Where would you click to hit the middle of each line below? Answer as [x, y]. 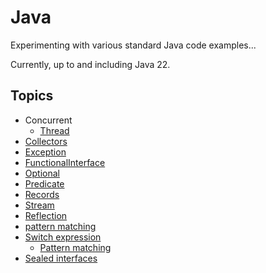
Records [42, 194]
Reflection [46, 215]
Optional [42, 173]
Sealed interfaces [61, 258]
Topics [32, 96]
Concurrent [48, 120]
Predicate [44, 183]
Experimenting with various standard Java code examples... [133, 45]
